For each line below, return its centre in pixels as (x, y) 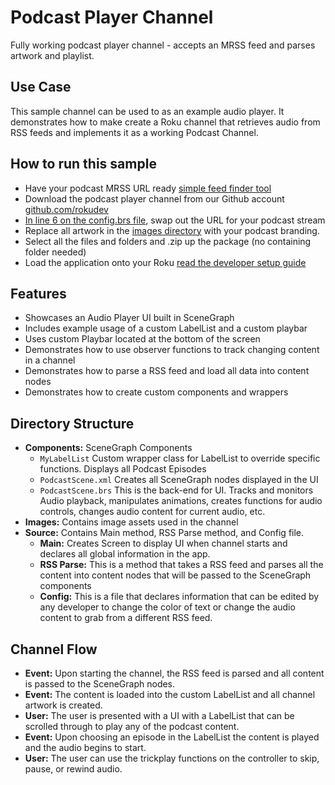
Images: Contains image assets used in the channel (131, 522)
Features (38, 293)
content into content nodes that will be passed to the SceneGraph (175, 575)
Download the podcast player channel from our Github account (154, 198)
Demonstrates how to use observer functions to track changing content (172, 350)
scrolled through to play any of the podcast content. (132, 726)
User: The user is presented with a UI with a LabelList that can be (159, 715)
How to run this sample (83, 164)
